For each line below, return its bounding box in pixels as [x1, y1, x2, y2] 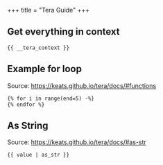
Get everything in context [7, 26, 120, 37]
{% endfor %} [7, 101, 45, 108]
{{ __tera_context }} [7, 44, 70, 51]
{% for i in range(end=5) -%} [7, 95, 95, 102]
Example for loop [7, 63, 82, 75]
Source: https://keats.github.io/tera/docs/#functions [7, 81, 157, 89]
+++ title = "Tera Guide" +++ [7, 6, 90, 14]
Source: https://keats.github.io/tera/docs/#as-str [7, 138, 147, 146]
